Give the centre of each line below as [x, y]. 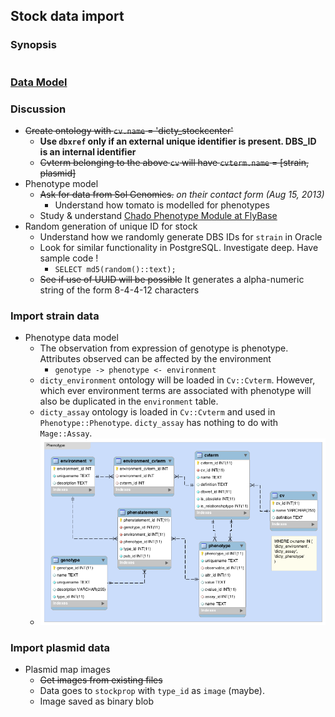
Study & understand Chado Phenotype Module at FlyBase [158, 215]
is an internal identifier [88, 151]
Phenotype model [61, 183]
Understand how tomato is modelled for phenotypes [162, 205]
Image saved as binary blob [96, 701]
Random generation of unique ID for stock [111, 226]
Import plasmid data [60, 647]
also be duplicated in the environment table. [129, 401]
